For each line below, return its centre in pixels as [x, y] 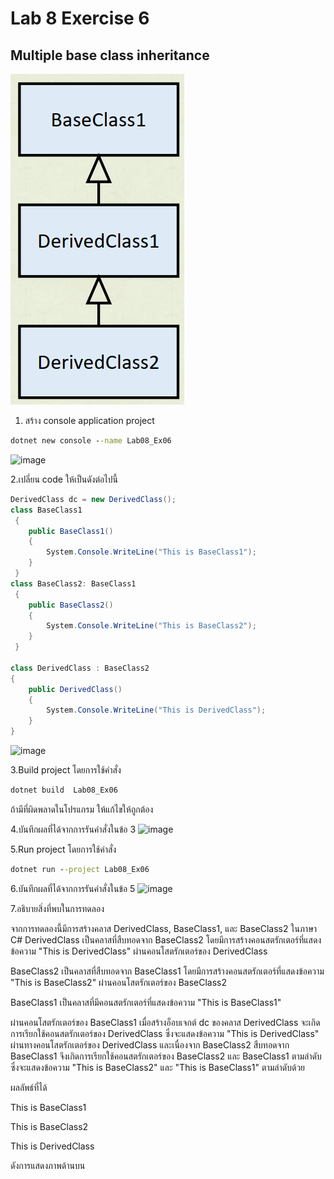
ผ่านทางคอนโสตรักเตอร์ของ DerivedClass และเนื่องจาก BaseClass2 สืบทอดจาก [150, 1044]
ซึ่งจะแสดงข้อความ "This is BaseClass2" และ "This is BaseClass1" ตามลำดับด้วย [158, 1067]
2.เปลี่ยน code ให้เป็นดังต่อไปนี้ [64, 479]
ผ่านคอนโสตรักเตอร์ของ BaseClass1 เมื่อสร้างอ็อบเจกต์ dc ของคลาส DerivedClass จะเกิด [165, 1022]
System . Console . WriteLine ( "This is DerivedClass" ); [156, 710]
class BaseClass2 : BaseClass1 [73, 583]
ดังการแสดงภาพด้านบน [48, 1165]
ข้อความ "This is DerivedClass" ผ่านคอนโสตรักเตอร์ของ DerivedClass [139, 951]
